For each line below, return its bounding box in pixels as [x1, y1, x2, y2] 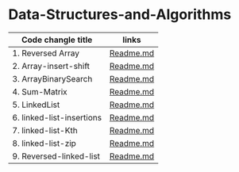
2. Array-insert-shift [12, 60, 90, 71]
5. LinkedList [12, 99, 60, 110]
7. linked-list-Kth [12, 124, 78, 136]
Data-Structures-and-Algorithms [8, 6, 232, 24]
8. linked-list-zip [12, 137, 77, 148]
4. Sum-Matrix [12, 86, 67, 97]
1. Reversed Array [12, 48, 80, 59]
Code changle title [21, 34, 93, 45]
